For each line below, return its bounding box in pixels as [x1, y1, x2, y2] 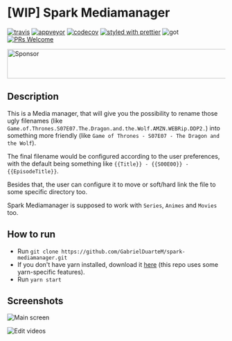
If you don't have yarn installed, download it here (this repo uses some [17, 260, 219, 268]
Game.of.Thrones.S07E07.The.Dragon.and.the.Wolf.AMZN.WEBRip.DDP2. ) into [7, 123, 220, 132]
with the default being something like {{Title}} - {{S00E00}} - [7, 159, 189, 168]
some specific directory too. [7, 187, 88, 195]
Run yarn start [17, 275, 62, 283]
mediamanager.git [17, 254, 68, 261]
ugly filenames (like [7, 116, 63, 125]
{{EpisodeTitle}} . [7, 166, 59, 175]
